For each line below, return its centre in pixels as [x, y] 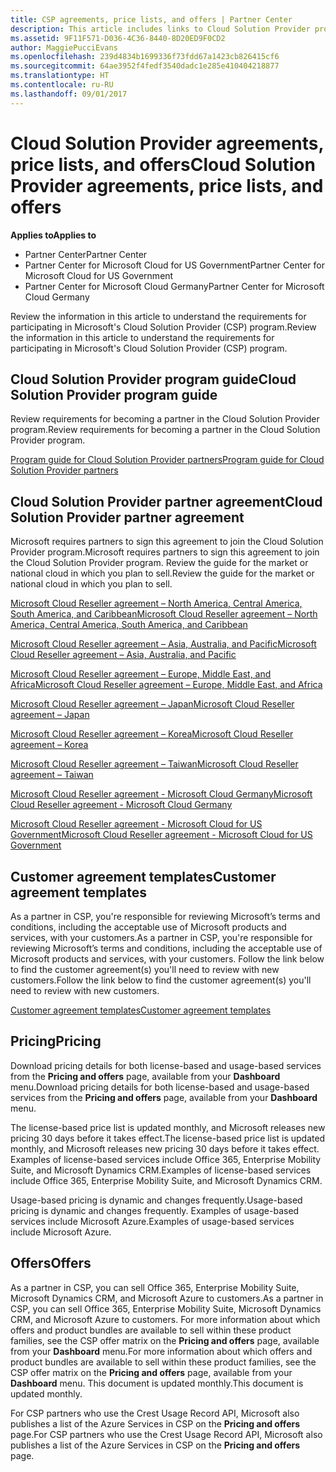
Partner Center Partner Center [86, 254]
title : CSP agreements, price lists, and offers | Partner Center [151, 19]
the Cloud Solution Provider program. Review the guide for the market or [159, 563]
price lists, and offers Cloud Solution [163, 164]
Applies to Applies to [53, 235]
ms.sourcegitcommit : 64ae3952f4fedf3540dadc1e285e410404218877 [145, 66]
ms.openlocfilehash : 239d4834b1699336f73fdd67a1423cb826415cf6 [145, 57]
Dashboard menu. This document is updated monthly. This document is [157, 1383]
